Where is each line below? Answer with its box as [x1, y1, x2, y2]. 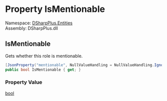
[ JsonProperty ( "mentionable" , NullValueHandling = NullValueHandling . [5, 62, 155, 68]
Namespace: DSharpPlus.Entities [5, 20, 73, 26]
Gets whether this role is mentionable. [5, 53, 83, 59]
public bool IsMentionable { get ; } [5, 67, 81, 72]
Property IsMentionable [5, 3, 105, 15]
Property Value [5, 79, 43, 86]
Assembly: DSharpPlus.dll [5, 25, 58, 31]
